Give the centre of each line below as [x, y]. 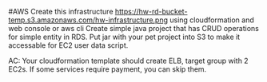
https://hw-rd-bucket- [151, 12]
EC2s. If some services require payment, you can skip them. [108, 69]
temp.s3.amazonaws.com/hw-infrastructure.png [88, 20]
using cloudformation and [211, 20]
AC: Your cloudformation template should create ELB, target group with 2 [129, 61]
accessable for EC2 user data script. [68, 45]
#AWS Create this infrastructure [61, 12]
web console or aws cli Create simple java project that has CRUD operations [134, 28]
